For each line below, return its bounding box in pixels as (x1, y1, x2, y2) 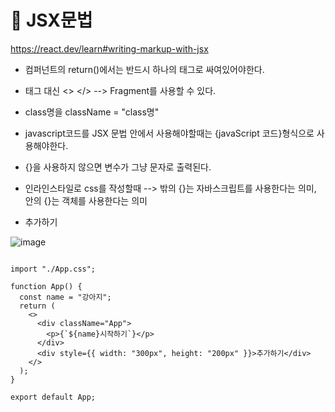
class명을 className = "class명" (24, 106, 160, 118)
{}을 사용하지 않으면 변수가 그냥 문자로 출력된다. (24, 161, 212, 173)
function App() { (10, 281, 83, 291)
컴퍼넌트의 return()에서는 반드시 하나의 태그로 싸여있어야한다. (24, 63, 265, 75)
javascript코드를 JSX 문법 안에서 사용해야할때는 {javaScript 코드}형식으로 (24, 127, 315, 139)
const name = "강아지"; (19, 292, 112, 302)
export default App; (10, 392, 97, 402)
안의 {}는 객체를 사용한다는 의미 (24, 194, 148, 206)
